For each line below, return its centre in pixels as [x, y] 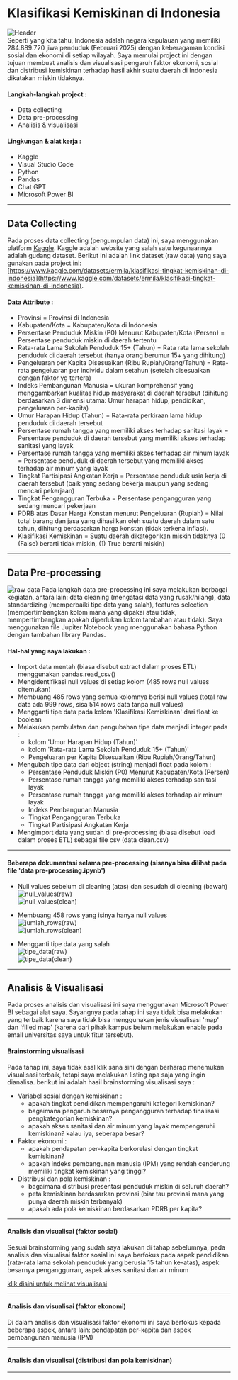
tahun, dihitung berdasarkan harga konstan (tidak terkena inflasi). [113, 529]
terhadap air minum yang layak [63, 469]
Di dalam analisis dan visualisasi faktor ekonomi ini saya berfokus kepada [114, 1322]
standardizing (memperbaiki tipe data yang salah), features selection [108, 605]
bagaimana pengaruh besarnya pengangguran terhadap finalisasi [124, 1111]
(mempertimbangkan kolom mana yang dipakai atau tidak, [92, 612]
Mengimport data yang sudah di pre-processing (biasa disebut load [116, 832]
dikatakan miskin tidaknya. [46, 78]
